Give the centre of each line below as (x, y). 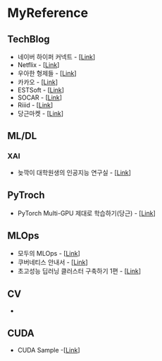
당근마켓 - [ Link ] (40, 113)
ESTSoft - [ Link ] (41, 90)
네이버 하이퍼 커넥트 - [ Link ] (56, 57)
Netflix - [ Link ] (38, 65)
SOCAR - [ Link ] (39, 97)
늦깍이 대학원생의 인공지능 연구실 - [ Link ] (74, 172)
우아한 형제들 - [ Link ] (47, 73)
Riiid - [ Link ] (35, 105)
